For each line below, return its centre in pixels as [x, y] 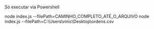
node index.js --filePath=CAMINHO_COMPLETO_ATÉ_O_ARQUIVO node [77, 16]
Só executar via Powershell [32, 7]
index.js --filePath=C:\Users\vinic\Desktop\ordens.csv [59, 22]
